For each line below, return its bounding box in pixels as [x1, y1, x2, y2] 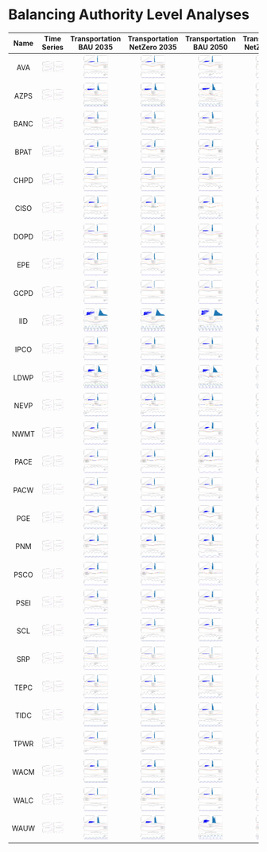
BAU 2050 [193, 42, 228, 53]
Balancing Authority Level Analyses [8, 6, 250, 24]
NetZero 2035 [129, 42, 177, 53]
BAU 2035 [78, 42, 114, 53]
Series [41, 42, 64, 53]
